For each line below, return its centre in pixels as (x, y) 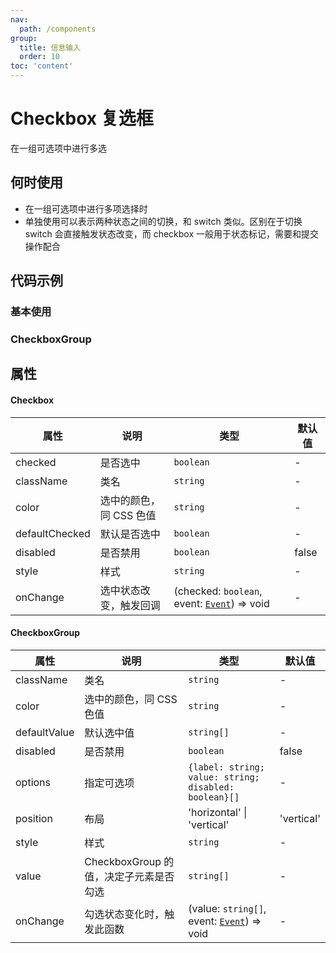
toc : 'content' (42, 66)
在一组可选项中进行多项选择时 (86, 208)
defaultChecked (53, 533)
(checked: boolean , (218, 591)
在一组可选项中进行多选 (58, 148)
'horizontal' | (218, 812)
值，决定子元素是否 (129, 876)
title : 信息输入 (50, 47)
